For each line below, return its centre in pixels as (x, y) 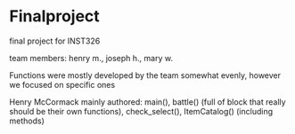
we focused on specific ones (62, 84)
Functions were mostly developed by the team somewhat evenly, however (145, 75)
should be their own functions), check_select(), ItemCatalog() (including (141, 111)
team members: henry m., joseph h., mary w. (91, 58)
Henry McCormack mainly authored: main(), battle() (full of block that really (148, 102)
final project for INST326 (55, 41)
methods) (27, 121)
